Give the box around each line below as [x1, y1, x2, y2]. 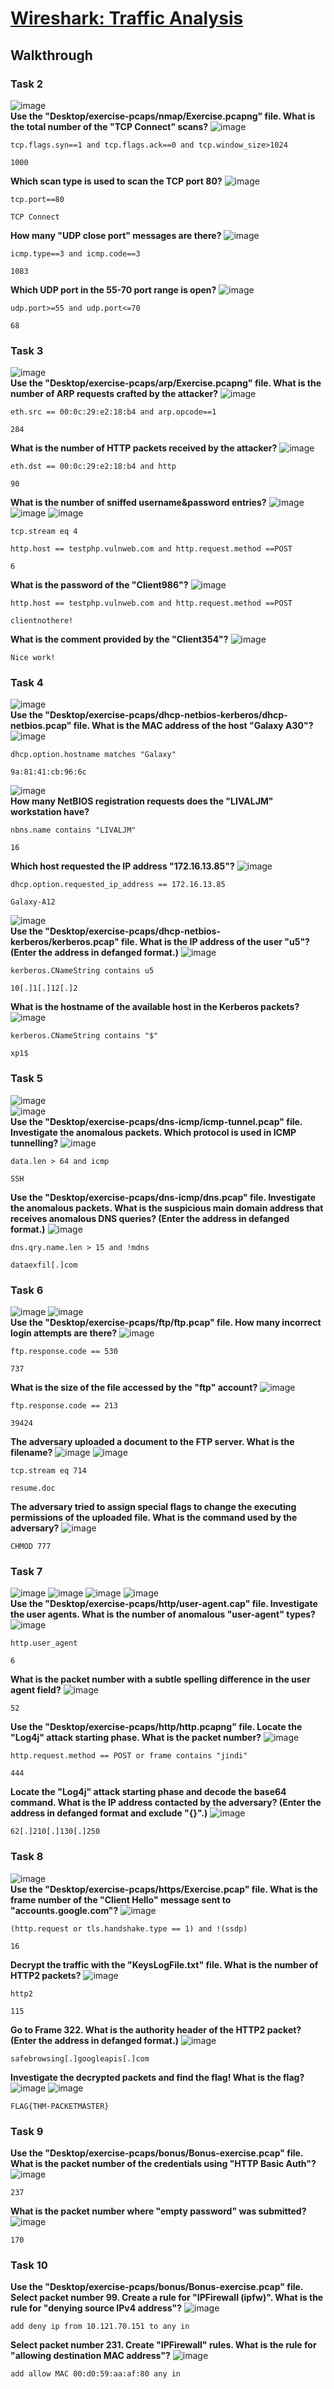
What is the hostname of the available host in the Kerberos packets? [10, 1001, 300, 1013]
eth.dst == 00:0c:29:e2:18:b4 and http [10, 462, 177, 472]
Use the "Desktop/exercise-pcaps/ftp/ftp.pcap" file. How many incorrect [10, 1317, 322, 1329]
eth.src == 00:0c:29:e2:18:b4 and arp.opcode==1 [10, 407, 217, 417]
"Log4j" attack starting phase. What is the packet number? [10, 1732, 262, 1744]
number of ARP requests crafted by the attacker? [10, 388, 219, 400]
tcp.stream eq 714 [10, 1466, 87, 1476]
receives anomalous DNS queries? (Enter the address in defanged [10, 1212, 290, 1224]
